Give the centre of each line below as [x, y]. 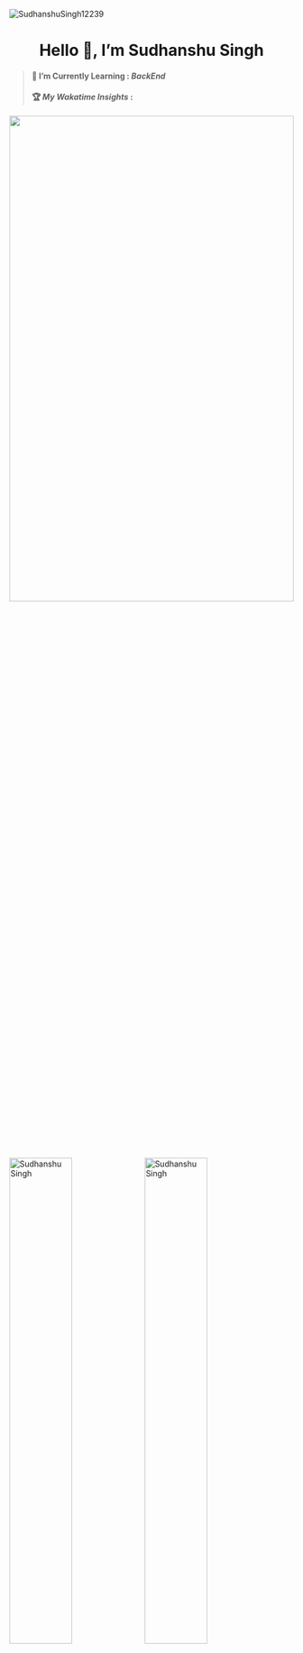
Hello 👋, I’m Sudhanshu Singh [151, 51]
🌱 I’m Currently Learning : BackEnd [98, 76]
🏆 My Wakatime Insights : [82, 97]
